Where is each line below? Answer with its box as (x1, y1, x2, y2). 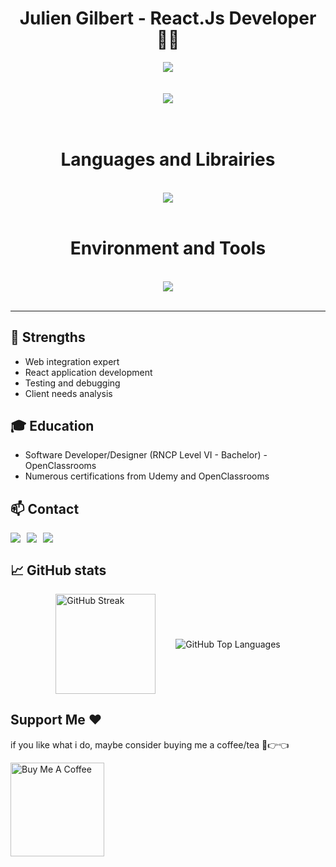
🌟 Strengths (10, 329, 86, 346)
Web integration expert (24, 355, 120, 367)
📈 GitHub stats (10, 562, 107, 579)
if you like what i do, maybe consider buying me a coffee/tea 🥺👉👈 (10, 738, 290, 751)
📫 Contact (10, 500, 80, 517)
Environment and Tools (69, 237, 267, 260)
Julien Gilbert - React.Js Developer (19, 7, 317, 30)
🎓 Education (10, 418, 95, 435)
